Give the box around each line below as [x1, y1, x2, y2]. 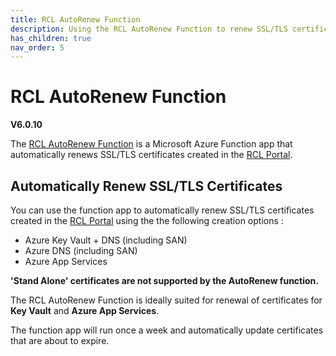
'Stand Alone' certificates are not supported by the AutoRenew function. [10, 275, 320, 286]
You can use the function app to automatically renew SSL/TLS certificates [10, 204, 315, 216]
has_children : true [10, 33, 92, 43]
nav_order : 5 [10, 42, 65, 53]
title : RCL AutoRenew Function [10, 14, 141, 25]
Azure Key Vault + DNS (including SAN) [24, 234, 188, 246]
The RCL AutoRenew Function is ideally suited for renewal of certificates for [10, 294, 323, 306]
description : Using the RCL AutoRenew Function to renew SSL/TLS [10, 24, 288, 34]
